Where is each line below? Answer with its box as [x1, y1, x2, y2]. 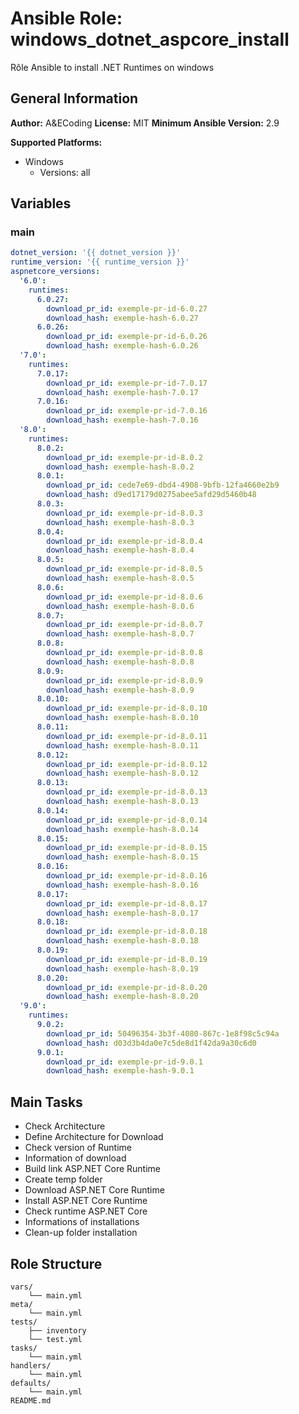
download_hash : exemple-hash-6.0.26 [46, 341, 199, 351]
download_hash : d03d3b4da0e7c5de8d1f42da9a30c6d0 [46, 1038, 257, 1048]
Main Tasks [10, 1093, 83, 1111]
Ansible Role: [10, 7, 123, 30]
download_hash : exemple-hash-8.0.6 [46, 601, 195, 611]
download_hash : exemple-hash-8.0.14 [46, 824, 199, 834]
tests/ [10, 1317, 38, 1327]
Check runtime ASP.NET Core [24, 1205, 148, 1217]
